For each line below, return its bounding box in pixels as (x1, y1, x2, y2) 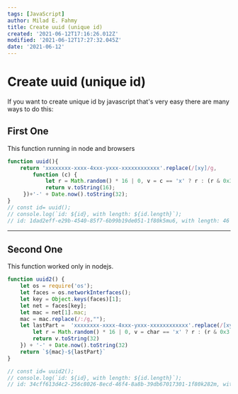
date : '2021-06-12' (7, 43, 65, 50)
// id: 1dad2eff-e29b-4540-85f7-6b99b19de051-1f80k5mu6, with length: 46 (7, 217, 230, 224)
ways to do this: (7, 104, 54, 113)
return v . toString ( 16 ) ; (45, 184, 115, 191)
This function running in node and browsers (7, 144, 135, 152)
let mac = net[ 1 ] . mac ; (20, 309, 87, 316)
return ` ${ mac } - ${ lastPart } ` (20, 348, 106, 355)
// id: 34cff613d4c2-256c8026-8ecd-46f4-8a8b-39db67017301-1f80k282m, (7, 381, 220, 388)
